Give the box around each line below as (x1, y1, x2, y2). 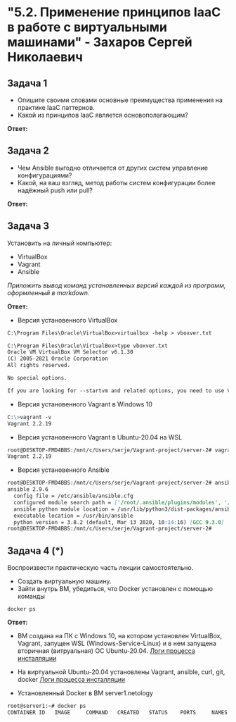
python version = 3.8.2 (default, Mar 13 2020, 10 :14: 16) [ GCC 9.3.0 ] (13, 518, 225, 525)
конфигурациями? (17, 170, 72, 180)
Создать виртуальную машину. (17, 577, 112, 585)
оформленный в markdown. (7, 288, 90, 297)
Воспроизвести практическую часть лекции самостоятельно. (7, 564, 194, 572)
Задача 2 (7, 145, 49, 157)
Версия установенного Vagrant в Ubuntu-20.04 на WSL (17, 432, 183, 441)
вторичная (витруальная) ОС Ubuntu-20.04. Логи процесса (17, 647, 195, 655)
